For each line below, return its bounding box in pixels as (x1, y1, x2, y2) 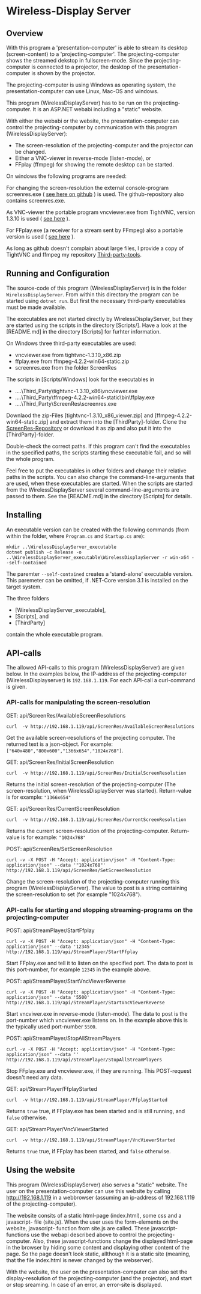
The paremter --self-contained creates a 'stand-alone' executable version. (6, 570, 193, 578)
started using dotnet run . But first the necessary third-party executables (6, 297, 186, 304)
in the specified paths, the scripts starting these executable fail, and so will (6, 449, 191, 456)
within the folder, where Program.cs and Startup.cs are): (6, 532, 145, 539)
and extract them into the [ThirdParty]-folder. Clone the (49, 418, 187, 425)
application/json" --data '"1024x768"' (6, 862, 106, 868)
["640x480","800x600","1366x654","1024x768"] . (6, 746, 124, 754)
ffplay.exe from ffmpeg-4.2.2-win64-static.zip (14, 358, 130, 365)
